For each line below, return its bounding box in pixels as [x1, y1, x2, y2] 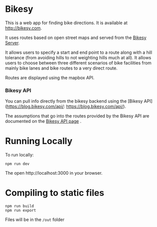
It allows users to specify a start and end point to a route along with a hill [5, 49, 153, 55]
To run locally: [5, 152, 34, 158]
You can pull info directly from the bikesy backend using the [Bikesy [5, 98, 143, 104]
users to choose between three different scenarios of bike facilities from [5, 60, 152, 66]
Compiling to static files [5, 188, 104, 198]
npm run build [5, 204, 34, 209]
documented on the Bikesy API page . [5, 118, 82, 124]
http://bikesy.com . [5, 25, 42, 31]
